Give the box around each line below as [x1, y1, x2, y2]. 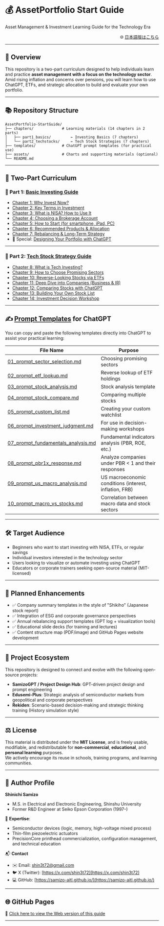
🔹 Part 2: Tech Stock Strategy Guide [5, 253, 92, 260]
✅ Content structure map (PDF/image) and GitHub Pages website [12, 629, 144, 635]
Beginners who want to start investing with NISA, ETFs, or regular [12, 545, 144, 550]
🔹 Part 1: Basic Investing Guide [5, 189, 79, 195]
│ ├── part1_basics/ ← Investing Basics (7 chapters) [5, 135, 139, 140]
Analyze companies [101, 454, 146, 461]
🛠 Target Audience [5, 529, 65, 537]
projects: [20, 672, 38, 678]
